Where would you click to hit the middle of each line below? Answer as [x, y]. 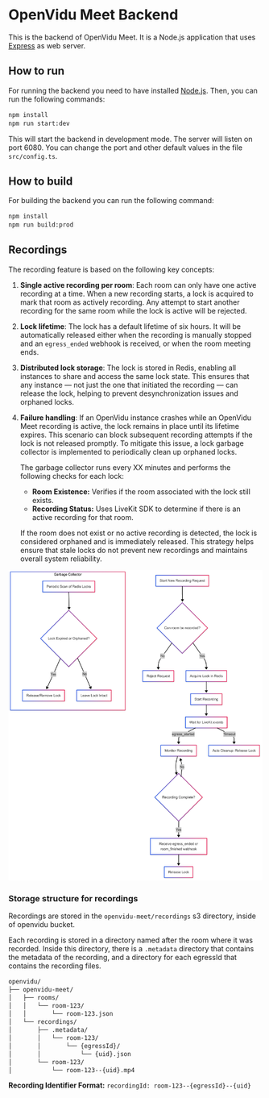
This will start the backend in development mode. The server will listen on [130, 139]
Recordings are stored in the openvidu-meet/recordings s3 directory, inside [132, 916]
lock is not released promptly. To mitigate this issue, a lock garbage [132, 443]
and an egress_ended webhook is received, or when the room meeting [135, 343]
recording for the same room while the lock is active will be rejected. [133, 310]
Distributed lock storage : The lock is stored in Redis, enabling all [128, 368]
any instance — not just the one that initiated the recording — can [129, 385]
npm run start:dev [39, 123]
